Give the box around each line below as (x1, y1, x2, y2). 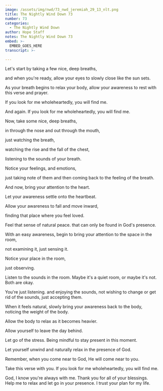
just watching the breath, (5, 137, 55, 143)
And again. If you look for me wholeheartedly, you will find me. (5, 109, 130, 115)
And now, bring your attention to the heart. (5, 184, 91, 190)
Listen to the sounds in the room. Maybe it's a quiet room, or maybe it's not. (5, 274, 157, 280)
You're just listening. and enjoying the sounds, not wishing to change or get (5, 289, 156, 295)
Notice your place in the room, (5, 255, 66, 261)
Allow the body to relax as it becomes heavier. (5, 318, 98, 324)
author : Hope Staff (5, 30, 45, 35)
